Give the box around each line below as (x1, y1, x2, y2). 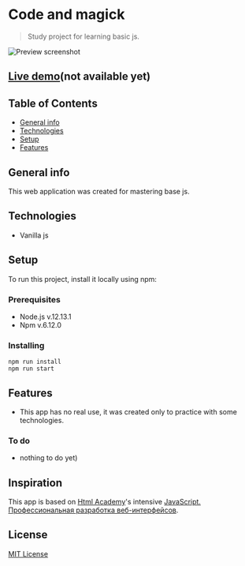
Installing (8, 339, 45, 350)
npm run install (8, 358, 61, 366)
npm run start (8, 365, 55, 373)
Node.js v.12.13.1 (19, 312, 72, 321)
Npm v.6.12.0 (19, 320, 61, 329)
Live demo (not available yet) (8, 69, 151, 84)
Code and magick (8, 6, 125, 24)
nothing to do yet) (19, 453, 78, 463)
